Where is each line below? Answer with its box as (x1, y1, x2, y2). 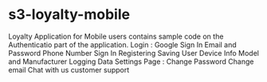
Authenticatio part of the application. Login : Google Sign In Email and (8, 39, 237, 49)
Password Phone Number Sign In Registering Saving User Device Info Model (8, 48, 259, 58)
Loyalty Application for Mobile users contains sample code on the (8, 32, 224, 41)
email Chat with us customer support (8, 65, 130, 74)
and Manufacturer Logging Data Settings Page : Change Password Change (8, 57, 254, 66)
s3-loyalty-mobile (8, 6, 130, 24)
